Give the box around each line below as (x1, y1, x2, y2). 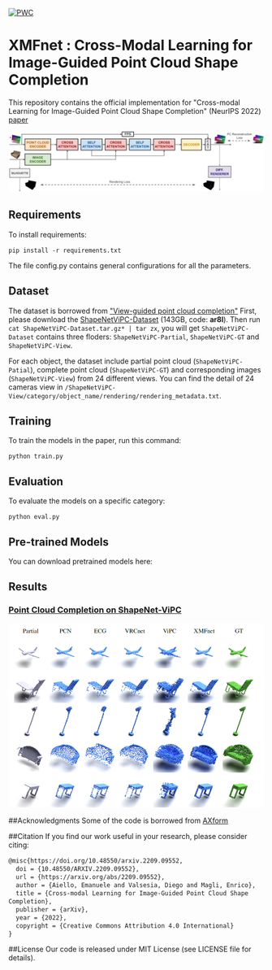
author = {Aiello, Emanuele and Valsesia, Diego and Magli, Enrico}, (15, 881, 256, 890)
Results (8, 580, 48, 594)
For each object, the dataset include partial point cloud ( (8, 356, 196, 366)
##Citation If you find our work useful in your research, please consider (8, 832, 248, 842)
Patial (8, 366, 31, 374)
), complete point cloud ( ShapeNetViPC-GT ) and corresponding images (29, 364, 261, 374)
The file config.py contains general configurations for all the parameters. (8, 260, 252, 270)
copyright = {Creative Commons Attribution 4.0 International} (15, 922, 234, 930)
